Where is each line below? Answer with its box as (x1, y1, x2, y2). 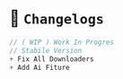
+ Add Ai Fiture (9, 63, 70, 72)
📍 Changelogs (9, 8, 105, 29)
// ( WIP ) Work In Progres (9, 38, 115, 47)
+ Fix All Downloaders (9, 54, 94, 64)
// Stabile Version (9, 46, 83, 55)
